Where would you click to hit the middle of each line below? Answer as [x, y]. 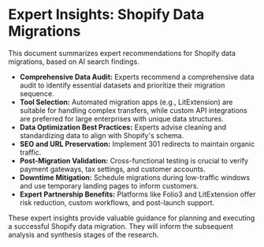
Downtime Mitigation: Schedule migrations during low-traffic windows [135, 177]
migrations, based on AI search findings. [74, 62]
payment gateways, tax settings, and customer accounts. [113, 169]
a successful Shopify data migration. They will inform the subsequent [121, 226]
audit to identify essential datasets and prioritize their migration [122, 85]
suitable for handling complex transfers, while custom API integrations [133, 110]
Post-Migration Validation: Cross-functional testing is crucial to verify [134, 160]
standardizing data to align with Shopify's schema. [102, 135]
